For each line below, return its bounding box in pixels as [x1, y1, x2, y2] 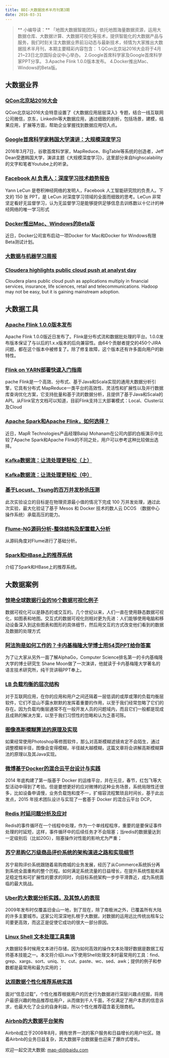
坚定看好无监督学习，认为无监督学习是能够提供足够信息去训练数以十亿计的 [5, 200, 159, 206]
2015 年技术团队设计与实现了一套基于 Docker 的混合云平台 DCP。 [18, 796, 154, 802]
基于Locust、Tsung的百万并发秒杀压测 [5, 486, 100, 493]
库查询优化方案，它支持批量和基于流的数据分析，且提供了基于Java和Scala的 [5, 391, 163, 397]
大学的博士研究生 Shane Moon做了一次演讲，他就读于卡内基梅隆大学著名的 [5, 661, 161, 667]
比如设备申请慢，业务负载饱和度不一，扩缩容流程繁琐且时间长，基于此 [14, 790, 159, 796]
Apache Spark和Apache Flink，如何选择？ [5, 418, 110, 425]
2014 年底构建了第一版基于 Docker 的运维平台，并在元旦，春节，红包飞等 [5, 777, 157, 783]
